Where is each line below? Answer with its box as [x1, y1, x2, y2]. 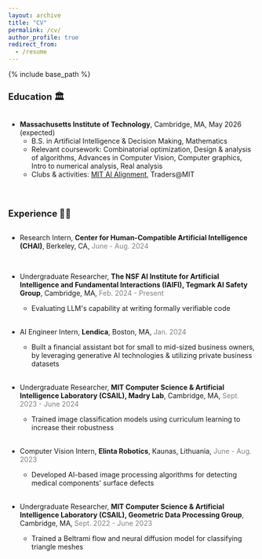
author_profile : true [8, 33, 79, 42]
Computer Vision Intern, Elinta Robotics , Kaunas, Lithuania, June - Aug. [19, 447, 253, 456]
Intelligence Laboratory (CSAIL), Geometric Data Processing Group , [19, 510, 245, 520]
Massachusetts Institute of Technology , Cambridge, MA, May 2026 [19, 119, 242, 130]
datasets [31, 359, 60, 369]
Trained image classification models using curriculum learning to [31, 415, 241, 424]
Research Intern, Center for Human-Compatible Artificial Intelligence [19, 233, 248, 243]
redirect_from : [8, 41, 58, 49]
